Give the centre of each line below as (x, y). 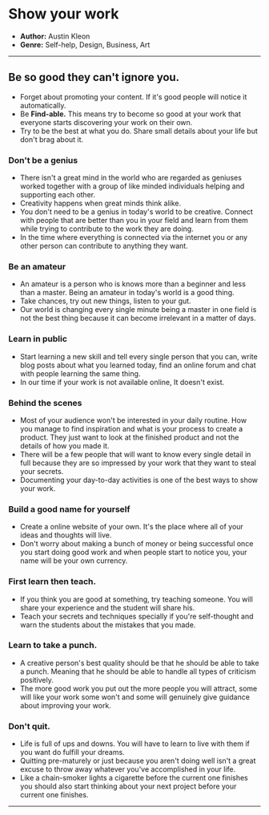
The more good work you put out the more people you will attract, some (139, 688)
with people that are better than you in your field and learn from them (134, 221)
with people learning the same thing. (80, 373)
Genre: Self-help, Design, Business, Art (85, 44)
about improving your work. (66, 705)
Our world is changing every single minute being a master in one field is (138, 310)
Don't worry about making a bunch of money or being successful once (137, 544)
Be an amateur (37, 266)
